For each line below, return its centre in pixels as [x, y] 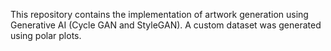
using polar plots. [46, 35]
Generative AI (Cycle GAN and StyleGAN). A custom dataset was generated [166, 25]
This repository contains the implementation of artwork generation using [159, 14]
